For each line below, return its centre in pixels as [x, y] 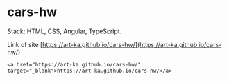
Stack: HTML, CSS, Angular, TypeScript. [65, 31]
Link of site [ [25, 44]
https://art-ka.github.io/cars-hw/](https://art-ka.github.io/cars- [132, 44]
